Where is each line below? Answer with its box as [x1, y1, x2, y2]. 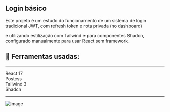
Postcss [5, 75, 22, 82]
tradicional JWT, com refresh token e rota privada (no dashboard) [5, 23, 143, 29]
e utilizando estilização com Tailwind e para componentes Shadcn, [5, 32, 144, 38]
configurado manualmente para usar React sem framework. [5, 38, 130, 44]
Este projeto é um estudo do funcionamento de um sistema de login [5, 17, 147, 23]
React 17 [5, 70, 23, 76]
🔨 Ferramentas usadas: [5, 52, 80, 61]
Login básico [5, 4, 47, 13]
